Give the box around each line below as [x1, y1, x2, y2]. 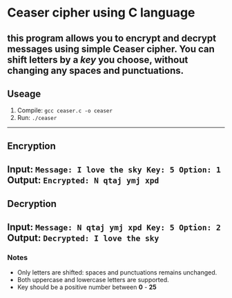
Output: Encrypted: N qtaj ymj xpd [7, 175, 159, 186]
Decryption [7, 198, 57, 210]
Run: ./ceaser [17, 114, 57, 122]
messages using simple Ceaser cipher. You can [7, 43, 215, 54]
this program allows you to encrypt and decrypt [7, 32, 216, 44]
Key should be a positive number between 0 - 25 [17, 283, 157, 291]
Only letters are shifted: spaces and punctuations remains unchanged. [17, 268, 217, 277]
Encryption [7, 140, 57, 152]
